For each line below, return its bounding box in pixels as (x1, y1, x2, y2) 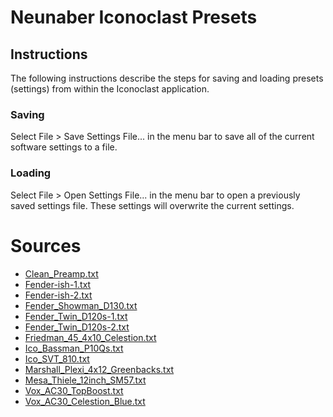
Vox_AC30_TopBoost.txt (24, 384, 124, 396)
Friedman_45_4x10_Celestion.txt (24, 331, 157, 343)
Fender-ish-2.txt (24, 289, 93, 301)
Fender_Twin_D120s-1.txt (24, 310, 128, 322)
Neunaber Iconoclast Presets (10, 6, 258, 29)
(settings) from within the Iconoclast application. (10, 83, 210, 95)
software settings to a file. (10, 141, 118, 153)
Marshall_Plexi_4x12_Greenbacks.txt (24, 363, 175, 375)
